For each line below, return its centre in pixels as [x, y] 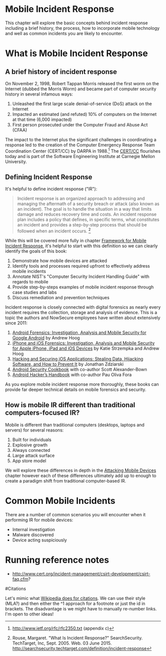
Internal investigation [34, 529]
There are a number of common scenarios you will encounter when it [75, 514]
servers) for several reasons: [35, 430]
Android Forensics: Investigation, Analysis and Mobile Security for [79, 332]
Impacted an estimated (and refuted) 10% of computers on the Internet [84, 114]
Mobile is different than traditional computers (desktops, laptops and [75, 425]
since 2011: [16, 323]
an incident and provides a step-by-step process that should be [82, 225]
